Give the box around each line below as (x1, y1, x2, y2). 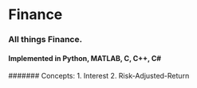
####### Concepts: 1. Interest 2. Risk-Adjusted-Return (8, 71, 190, 81)
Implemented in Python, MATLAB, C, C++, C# (8, 53, 162, 63)
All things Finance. (8, 34, 82, 45)
